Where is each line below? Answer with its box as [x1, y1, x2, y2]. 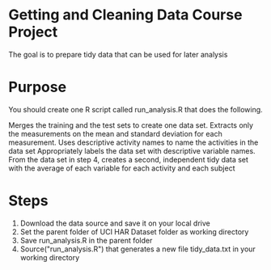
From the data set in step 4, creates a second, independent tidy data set [8, 154, 249, 164]
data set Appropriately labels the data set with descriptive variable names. [8, 146, 256, 155]
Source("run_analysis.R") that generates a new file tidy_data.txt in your [19, 244, 256, 254]
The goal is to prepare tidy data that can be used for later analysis [8, 49, 228, 59]
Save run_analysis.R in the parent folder [19, 235, 153, 245]
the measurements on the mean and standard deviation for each [8, 129, 222, 138]
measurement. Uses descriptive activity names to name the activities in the [8, 137, 259, 147]
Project [8, 23, 58, 41]
